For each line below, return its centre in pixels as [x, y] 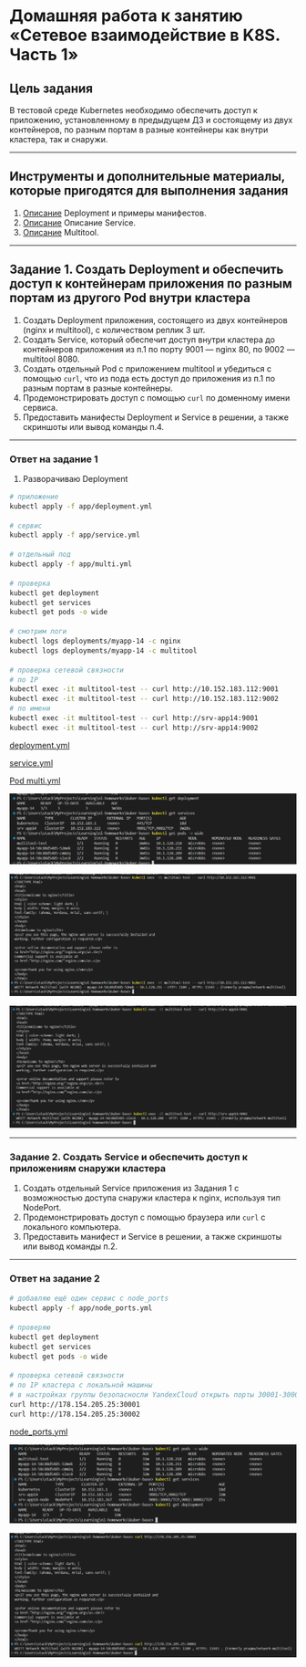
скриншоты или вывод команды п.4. [93, 426]
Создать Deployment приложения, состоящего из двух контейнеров [155, 320]
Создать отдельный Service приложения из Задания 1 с [131, 1189]
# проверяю [30, 1327]
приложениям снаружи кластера [88, 1168]
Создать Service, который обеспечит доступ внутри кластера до [149, 340]
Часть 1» [44, 55]
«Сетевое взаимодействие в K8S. [145, 35]
